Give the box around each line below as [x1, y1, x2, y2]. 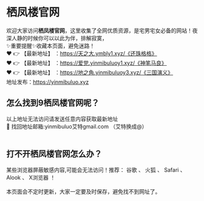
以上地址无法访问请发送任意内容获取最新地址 [6, 115, 118, 122]
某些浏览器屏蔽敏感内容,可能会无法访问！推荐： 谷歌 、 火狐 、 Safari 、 [6, 166, 186, 174]
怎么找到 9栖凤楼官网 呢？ [6, 98, 100, 108]
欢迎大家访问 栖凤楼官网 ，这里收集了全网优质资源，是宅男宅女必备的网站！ [6, 27, 192, 34]
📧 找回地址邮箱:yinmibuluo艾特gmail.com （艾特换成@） [6, 122, 148, 130]
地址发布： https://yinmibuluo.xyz [6, 78, 89, 85]
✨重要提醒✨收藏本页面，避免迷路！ [6, 42, 95, 49]
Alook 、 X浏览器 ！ [6, 174, 56, 181]
